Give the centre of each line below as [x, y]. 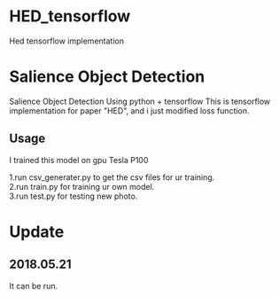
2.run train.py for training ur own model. [82, 186]
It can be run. [34, 286]
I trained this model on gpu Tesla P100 [79, 160]
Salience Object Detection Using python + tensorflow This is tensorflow [140, 101]
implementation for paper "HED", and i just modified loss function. [129, 110]
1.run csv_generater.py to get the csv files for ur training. [112, 177]
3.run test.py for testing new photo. [74, 196]
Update [37, 231]
